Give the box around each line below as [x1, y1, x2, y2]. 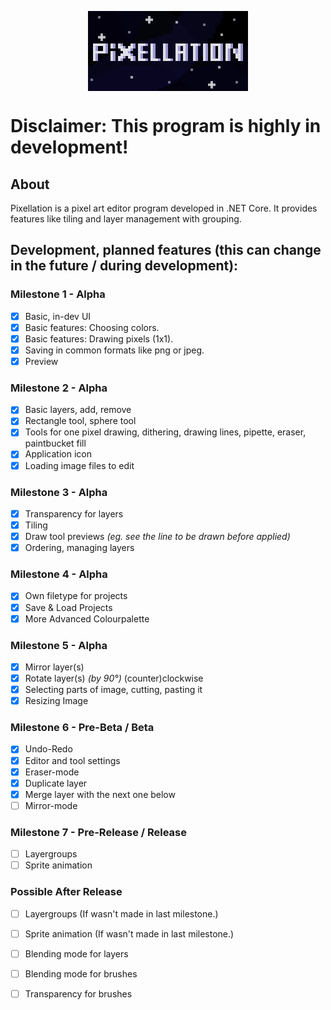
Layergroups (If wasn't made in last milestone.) [24, 907, 219, 920]
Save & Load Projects [24, 601, 113, 613]
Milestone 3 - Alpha [10, 485, 108, 499]
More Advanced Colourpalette [24, 612, 150, 625]
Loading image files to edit [24, 459, 135, 471]
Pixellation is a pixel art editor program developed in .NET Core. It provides [10, 202, 318, 214]
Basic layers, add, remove [24, 404, 132, 416]
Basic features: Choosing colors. [24, 321, 160, 333]
